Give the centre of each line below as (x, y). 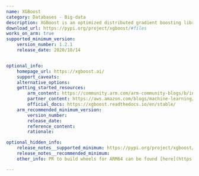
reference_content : (52, 126)
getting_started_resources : (51, 88)
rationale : (41, 132)
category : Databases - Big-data (46, 17)
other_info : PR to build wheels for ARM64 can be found (87, 159)
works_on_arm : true (30, 34)
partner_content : (49, 99)
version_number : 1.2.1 (45, 45)
